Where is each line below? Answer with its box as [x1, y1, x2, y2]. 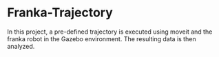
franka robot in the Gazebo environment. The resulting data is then [7, 34, 196, 43]
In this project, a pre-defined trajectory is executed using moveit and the [7, 27, 213, 36]
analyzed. [7, 42, 35, 50]
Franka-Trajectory [7, 5, 114, 21]
